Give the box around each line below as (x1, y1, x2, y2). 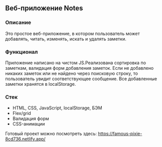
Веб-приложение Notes (5, 4, 83, 13)
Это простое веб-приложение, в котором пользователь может (5, 30, 140, 37)
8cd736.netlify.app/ (5, 136, 46, 142)
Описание (5, 19, 32, 26)
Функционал (5, 48, 38, 55)
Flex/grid (12, 110, 31, 116)
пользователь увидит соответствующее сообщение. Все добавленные (5, 75, 157, 82)
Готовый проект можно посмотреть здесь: (5, 130, 97, 137)
